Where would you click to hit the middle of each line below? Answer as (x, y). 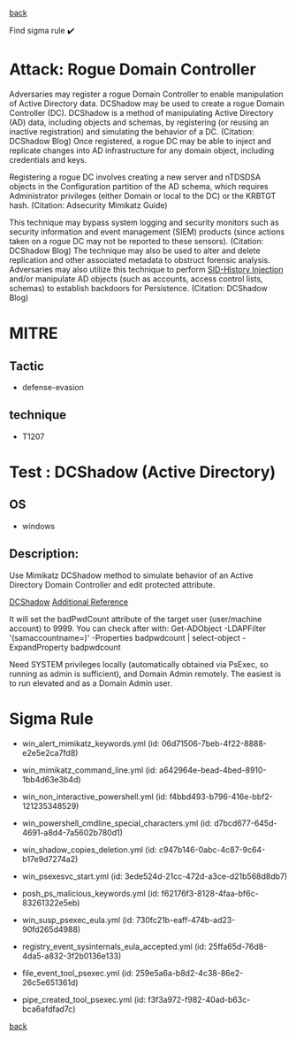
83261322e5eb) (51, 903)
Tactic (27, 366)
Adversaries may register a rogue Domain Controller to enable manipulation (147, 94)
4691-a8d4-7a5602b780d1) (72, 832)
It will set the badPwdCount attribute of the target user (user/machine (136, 619)
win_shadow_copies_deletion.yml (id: (89, 850)
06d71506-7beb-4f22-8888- (214, 743)
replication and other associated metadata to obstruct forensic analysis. (140, 259)
